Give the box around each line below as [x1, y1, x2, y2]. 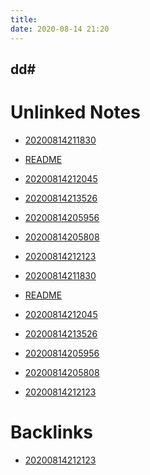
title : [10, 14, 38, 25]
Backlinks [10, 421, 94, 444]
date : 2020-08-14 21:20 [10, 24, 110, 34]
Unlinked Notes [10, 101, 141, 124]
